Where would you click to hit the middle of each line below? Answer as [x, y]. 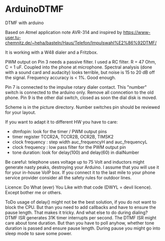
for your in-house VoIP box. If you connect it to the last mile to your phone [80, 172]
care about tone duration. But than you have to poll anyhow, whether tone [80, 223]
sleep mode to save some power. [39, 233]
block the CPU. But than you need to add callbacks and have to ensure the [81, 207]
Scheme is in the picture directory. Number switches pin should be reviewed [82, 107]
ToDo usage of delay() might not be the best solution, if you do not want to [81, 202]
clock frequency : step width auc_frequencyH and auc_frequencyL [80, 142]
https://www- [137, 32]
